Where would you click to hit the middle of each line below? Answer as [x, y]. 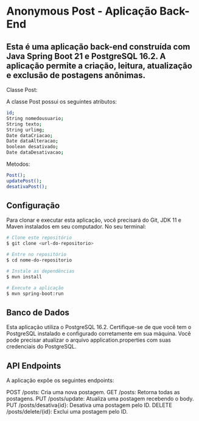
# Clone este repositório [39, 238]
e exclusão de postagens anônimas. [76, 75]
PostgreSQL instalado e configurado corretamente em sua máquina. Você [99, 334]
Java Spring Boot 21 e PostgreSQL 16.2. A [86, 56]
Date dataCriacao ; [30, 135]
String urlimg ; [26, 130]
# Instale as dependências [40, 271]
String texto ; [24, 124]
